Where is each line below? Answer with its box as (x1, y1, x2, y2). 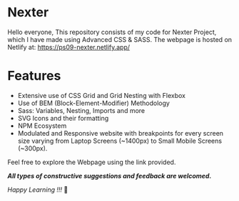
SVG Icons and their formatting (17, 114, 109, 122)
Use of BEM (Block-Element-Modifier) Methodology (17, 99, 170, 107)
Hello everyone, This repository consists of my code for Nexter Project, (7, 28, 217, 36)
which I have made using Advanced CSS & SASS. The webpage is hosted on (7, 35, 233, 43)
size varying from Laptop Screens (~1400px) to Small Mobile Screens (17, 136, 223, 145)
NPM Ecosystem (17, 121, 67, 130)
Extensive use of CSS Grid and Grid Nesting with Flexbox (17, 91, 185, 99)
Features (7, 68, 61, 84)
